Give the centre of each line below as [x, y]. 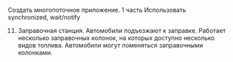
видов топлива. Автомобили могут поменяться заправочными [110, 45]
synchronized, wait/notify [44, 17]
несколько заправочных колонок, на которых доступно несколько [116, 38]
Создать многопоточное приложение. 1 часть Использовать [97, 10]
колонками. [35, 52]
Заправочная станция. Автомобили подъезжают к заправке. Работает [122, 31]
